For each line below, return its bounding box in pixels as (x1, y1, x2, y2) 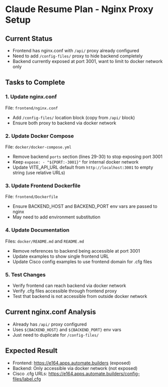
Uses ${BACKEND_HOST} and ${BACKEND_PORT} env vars (12, 326, 122, 333)
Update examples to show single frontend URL (12, 253, 109, 259)
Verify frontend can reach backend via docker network (12, 282, 127, 288)
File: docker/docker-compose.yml (5, 143, 72, 149)
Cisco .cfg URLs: (12, 370, 48, 376)
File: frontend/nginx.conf (5, 105, 58, 111)
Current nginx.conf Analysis (5, 308, 97, 317)
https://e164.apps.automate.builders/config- (48, 370, 140, 376)
